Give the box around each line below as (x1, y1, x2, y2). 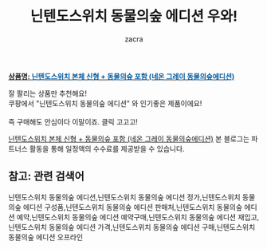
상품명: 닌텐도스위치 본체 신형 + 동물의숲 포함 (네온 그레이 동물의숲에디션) (8, 71, 235, 81)
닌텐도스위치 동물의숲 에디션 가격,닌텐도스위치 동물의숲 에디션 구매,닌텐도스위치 (8, 222, 256, 231)
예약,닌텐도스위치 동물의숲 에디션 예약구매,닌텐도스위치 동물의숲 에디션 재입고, (16, 212, 260, 222)
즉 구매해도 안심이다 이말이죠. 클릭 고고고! (8, 117, 138, 126)
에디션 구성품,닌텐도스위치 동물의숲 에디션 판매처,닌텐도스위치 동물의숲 (22, 202, 243, 211)
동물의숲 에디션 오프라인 (8, 232, 84, 242)
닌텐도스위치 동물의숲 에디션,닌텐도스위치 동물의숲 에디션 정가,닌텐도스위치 (8, 192, 241, 202)
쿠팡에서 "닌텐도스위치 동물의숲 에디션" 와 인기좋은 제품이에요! (8, 98, 202, 108)
